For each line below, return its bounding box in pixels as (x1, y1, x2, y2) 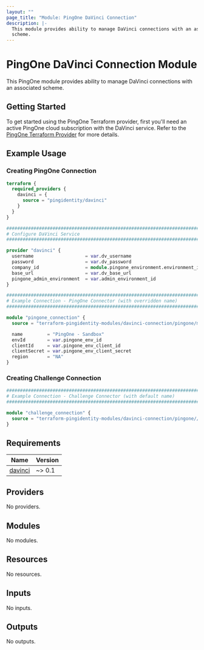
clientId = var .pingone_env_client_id (12, 343, 121, 349)
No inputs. (6, 604, 32, 611)
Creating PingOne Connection (6, 166, 97, 175)
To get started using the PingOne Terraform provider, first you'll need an (6, 118, 187, 125)
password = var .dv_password (12, 259, 132, 265)
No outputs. (6, 638, 36, 645)
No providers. (6, 503, 41, 510)
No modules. (6, 537, 38, 544)
